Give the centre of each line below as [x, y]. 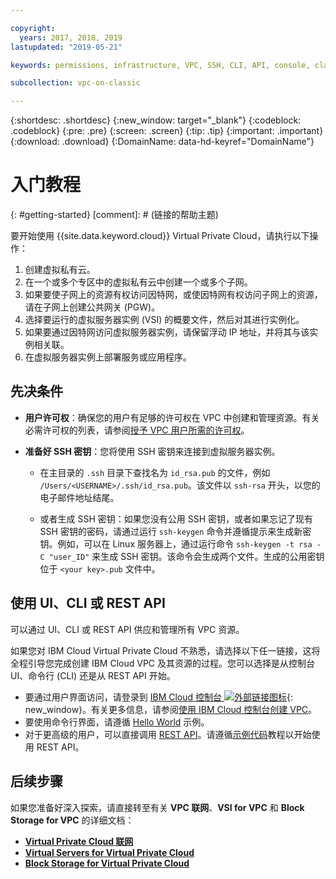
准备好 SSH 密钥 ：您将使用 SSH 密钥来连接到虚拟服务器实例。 [152, 451]
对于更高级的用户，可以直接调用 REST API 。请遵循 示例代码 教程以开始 [168, 734]
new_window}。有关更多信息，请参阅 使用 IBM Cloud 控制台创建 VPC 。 [171, 709]
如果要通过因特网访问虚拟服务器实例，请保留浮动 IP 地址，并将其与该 [167, 332]
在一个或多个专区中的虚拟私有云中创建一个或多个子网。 [138, 282]
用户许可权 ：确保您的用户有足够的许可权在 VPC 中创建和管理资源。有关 [172, 417]
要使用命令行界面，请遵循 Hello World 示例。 [117, 722]
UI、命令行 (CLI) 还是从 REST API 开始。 [93, 675]
